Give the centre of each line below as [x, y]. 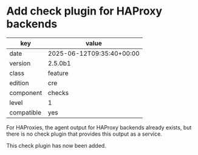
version [20, 63]
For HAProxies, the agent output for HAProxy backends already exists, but [99, 127]
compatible [25, 112]
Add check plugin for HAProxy [84, 11]
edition [19, 83]
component [26, 93]
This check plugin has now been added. [56, 145]
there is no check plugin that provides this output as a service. [84, 134]
